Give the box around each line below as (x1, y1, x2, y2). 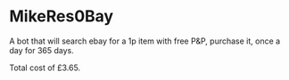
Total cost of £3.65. (9, 62, 81, 73)
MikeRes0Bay (9, 6, 114, 27)
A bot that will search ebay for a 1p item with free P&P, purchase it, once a (9, 36, 281, 46)
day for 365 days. (9, 44, 74, 55)
